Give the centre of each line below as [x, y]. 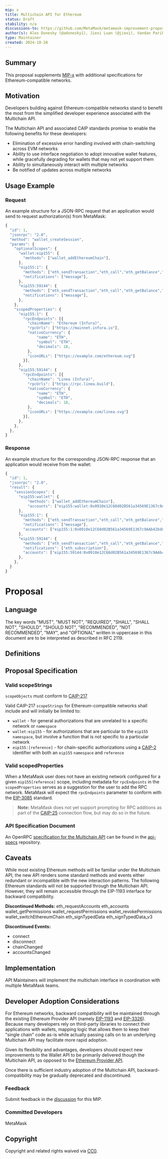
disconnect [24, 942]
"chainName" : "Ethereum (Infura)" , [64, 323]
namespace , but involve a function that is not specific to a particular [80, 736]
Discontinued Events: [28, 927]
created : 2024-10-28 [27, 43]
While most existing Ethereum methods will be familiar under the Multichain [83, 870]
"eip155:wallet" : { [38, 497]
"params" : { [22, 244]
